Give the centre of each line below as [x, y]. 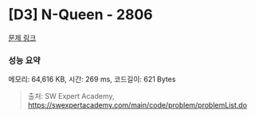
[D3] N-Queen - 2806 [80, 15]
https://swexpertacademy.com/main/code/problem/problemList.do [137, 105]
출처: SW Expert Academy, [71, 96]
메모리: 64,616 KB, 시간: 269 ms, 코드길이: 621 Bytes [92, 79]
